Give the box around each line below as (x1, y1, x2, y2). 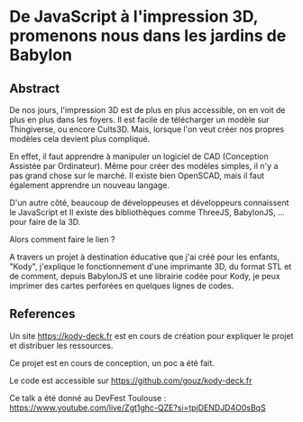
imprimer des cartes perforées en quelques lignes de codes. (9, 280, 234, 291)
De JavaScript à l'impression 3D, (9, 6, 259, 27)
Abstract (9, 80, 60, 96)
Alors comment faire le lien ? (9, 234, 115, 245)
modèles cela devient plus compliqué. (9, 134, 151, 144)
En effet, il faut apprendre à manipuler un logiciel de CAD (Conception (9, 151, 269, 162)
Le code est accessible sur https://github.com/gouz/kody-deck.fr (9, 375, 252, 386)
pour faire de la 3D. (9, 217, 81, 227)
